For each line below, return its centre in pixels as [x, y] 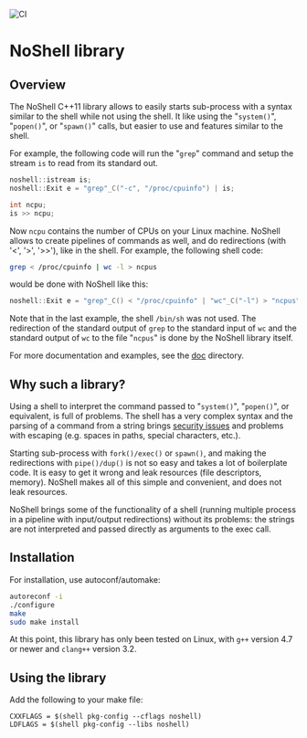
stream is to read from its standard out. [84, 163]
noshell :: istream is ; [51, 180]
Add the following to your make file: [76, 700]
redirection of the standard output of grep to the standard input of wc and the [153, 328]
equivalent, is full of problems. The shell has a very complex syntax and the [152, 416]
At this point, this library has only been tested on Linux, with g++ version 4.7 [151, 639]
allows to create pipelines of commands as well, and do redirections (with [148, 240]
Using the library [58, 677]
